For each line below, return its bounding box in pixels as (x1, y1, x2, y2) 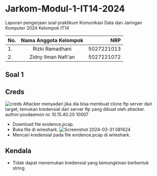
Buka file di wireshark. (12, 126, 58, 133)
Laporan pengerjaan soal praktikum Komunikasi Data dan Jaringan (5, 20, 142, 26)
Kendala (5, 146, 31, 155)
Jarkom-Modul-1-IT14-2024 (5, 3, 125, 15)
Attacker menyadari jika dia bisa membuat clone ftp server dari (23, 101, 152, 107)
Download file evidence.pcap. (12, 121, 74, 127)
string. (12, 165, 26, 171)
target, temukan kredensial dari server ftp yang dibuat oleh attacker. (5, 106, 145, 112)
